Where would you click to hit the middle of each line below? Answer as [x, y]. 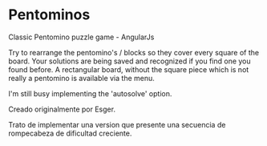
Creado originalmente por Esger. [62, 109]
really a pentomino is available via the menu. [81, 78]
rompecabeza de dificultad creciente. [70, 133]
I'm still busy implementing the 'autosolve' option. [90, 93]
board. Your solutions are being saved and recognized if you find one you [129, 61]
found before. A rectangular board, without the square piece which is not [129, 69]
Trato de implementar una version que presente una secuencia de [117, 124]
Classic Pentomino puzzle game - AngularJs [81, 37]
